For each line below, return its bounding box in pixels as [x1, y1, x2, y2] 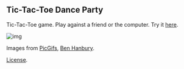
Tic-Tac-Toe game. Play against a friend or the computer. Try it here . [6, 21, 179, 28]
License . [6, 56, 28, 63]
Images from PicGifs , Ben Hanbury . [6, 44, 94, 51]
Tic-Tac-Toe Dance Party [6, 5, 104, 15]
